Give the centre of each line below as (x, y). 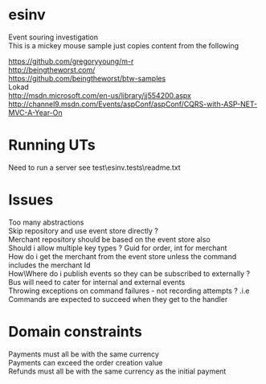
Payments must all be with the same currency (84, 354)
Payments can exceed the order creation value (86, 362)
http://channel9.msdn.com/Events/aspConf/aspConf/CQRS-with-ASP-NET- (133, 104)
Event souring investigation (53, 37)
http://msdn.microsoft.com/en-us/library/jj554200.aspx (100, 95)
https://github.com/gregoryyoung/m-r (71, 61)
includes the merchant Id (49, 265)
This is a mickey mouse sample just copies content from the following (124, 45)
